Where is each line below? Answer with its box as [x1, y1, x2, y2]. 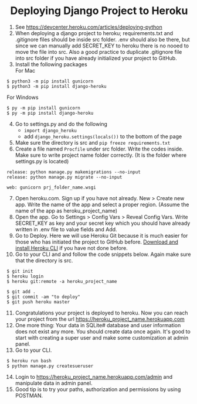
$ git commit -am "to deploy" [6, 294, 81, 300]
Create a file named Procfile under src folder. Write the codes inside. [15, 145, 184, 152]
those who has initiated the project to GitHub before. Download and [15, 238, 178, 245]
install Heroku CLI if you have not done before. [15, 244, 128, 251]
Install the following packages [15, 60, 87, 68]
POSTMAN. [15, 392, 43, 399]
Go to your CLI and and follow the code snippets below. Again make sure [15, 251, 191, 258]
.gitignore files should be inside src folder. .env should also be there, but [15, 36, 190, 43]
